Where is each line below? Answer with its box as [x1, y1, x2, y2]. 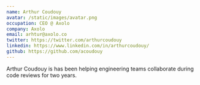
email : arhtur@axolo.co [6, 32, 67, 38]
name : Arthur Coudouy [6, 8, 62, 15]
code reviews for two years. [6, 71, 77, 79]
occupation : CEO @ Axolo [6, 20, 70, 26]
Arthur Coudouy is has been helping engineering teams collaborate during [6, 65, 194, 72]
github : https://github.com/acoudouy [6, 49, 103, 55]
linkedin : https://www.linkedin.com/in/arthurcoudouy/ [6, 43, 150, 49]
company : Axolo [6, 25, 45, 32]
